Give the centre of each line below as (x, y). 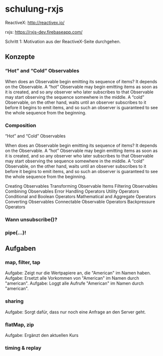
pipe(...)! (16, 232)
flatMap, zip (19, 325)
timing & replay (23, 348)
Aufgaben (20, 249)
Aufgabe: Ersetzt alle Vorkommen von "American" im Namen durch (72, 278)
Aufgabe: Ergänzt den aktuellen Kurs (42, 335)
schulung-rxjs (34, 9)
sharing (14, 301)
